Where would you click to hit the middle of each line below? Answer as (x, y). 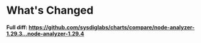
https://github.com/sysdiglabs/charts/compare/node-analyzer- (111, 27)
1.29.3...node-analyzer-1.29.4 (45, 33)
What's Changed (50, 10)
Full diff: (17, 27)
